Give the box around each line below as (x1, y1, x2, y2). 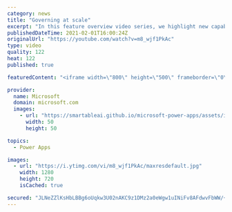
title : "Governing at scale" (7, 17, 91, 23)
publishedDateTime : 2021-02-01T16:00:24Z (7, 29, 128, 37)
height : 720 (19, 175, 54, 183)
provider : (7, 86, 36, 93)
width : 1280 (19, 169, 54, 176)
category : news (7, 10, 51, 17)
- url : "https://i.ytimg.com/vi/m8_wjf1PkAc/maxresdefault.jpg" (13, 163, 202, 170)
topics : (7, 137, 30, 144)
